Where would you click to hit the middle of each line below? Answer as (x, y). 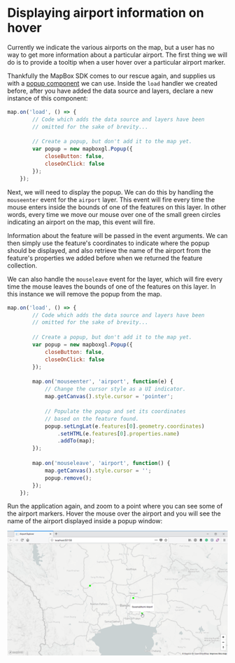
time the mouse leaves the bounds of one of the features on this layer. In (112, 287)
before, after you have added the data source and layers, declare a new (110, 91)
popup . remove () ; (68, 478)
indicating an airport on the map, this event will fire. (81, 222)
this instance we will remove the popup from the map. (85, 294)
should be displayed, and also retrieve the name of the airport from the (109, 250)
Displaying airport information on (106, 13)
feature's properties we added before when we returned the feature (105, 258)
